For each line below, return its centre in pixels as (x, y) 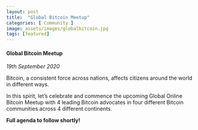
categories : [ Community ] (40, 23)
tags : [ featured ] (28, 34)
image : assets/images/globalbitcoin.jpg (58, 28)
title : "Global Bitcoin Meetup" (48, 17)
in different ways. (28, 84)
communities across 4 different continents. (59, 109)
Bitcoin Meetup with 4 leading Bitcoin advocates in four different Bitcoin (95, 102)
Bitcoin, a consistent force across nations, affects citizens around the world (99, 78)
